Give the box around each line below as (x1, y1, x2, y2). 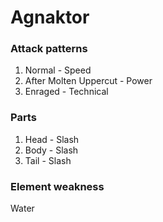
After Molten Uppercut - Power (24, 75, 153, 87)
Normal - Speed (24, 64, 92, 76)
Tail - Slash (24, 154, 72, 166)
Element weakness (10, 179, 105, 193)
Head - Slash (24, 133, 80, 145)
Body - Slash (24, 144, 79, 156)
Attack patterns (10, 42, 88, 56)
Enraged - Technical (24, 86, 109, 98)
